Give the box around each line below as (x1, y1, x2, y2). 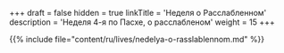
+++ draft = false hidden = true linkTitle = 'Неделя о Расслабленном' (9, 8, 267, 18)
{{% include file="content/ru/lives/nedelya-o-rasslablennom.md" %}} (9, 34, 265, 44)
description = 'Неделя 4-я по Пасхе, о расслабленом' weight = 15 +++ (9, 17, 275, 27)
